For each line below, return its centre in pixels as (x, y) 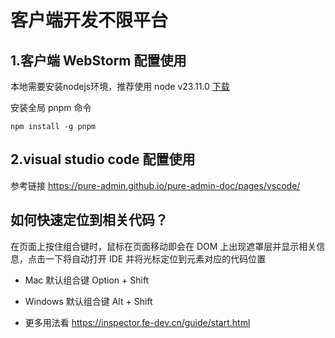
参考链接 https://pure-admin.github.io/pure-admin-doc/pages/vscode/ (155, 185)
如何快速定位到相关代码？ (89, 220)
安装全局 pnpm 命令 (51, 107)
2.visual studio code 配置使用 (103, 159)
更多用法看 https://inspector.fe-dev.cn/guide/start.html (137, 322)
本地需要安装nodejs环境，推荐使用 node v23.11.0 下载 (120, 86)
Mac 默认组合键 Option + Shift (87, 280)
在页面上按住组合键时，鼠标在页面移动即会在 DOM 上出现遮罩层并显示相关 (163, 246)
